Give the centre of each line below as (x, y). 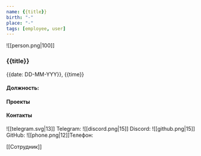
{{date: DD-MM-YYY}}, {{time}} (45, 74)
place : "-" (20, 23)
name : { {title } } (26, 12)
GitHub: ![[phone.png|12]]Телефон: (50, 135)
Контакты (19, 115)
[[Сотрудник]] (24, 146)
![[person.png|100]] (30, 46)
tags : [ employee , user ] (36, 28)
